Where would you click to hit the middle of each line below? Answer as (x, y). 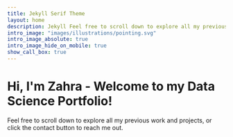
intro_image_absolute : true (48, 39)
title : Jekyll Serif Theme (46, 13)
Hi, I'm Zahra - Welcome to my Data (111, 86)
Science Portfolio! (60, 101)
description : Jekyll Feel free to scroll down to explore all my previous (118, 26)
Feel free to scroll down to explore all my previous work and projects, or (110, 120)
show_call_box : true (37, 53)
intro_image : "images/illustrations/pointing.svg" (82, 33)
